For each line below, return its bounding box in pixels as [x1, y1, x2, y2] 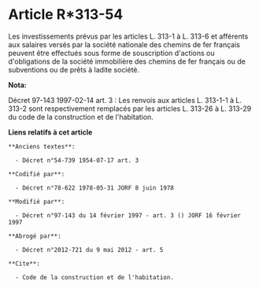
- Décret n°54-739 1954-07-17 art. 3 [15, 156, 139, 164]
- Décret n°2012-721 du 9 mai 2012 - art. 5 [15, 246, 164, 253]
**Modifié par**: [8, 198, 65, 205]
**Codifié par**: [8, 170, 65, 178]
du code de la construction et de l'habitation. [8, 112, 154, 121]
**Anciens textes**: [8, 142, 76, 150]
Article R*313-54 [8, 6, 124, 24]
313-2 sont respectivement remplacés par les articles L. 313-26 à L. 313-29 [8, 104, 252, 113]
